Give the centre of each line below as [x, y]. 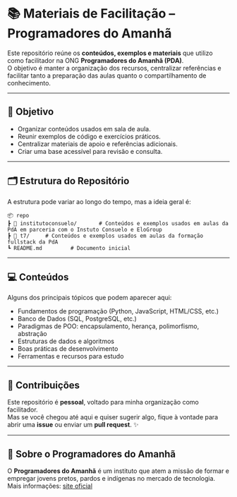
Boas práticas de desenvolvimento [68, 349]
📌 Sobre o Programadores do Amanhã [92, 454]
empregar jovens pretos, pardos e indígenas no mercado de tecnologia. [111, 478]
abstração [32, 334]
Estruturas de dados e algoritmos [66, 341]
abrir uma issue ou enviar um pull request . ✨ [73, 425]
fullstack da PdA [33, 242]
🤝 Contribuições [43, 385]
